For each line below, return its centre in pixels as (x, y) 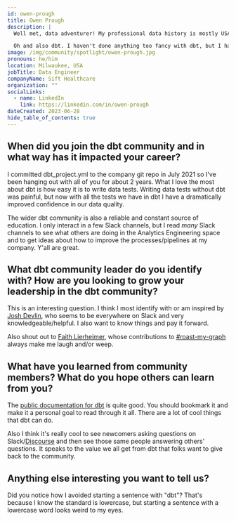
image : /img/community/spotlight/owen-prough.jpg (81, 53)
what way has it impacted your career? (94, 158)
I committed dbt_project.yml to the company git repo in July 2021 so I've (112, 174)
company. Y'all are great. (44, 247)
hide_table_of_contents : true (52, 118)
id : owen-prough (31, 14)
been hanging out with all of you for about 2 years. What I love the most (111, 182)
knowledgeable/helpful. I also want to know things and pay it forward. (108, 323)
